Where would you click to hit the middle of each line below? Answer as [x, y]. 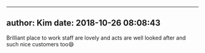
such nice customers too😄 [40, 44]
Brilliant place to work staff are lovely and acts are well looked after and [96, 38]
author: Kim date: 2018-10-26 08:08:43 [83, 23]
